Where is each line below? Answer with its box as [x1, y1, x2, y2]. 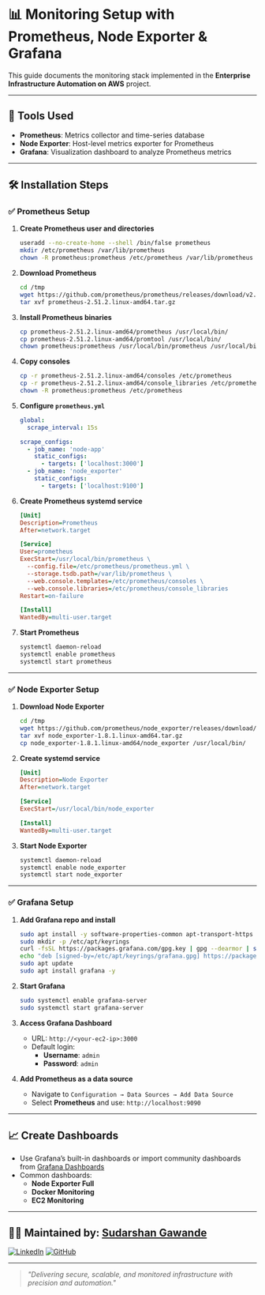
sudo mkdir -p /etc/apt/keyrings [19, 937, 130, 946]
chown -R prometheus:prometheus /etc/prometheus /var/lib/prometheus [19, 254, 254, 262]
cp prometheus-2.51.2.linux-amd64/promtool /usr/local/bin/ [19, 335, 222, 343]
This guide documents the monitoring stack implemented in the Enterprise [8, 70, 251, 80]
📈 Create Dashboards [8, 1129, 119, 1143]
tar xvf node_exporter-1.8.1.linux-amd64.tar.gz [19, 732, 183, 740]
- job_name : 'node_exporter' [27, 467, 123, 476]
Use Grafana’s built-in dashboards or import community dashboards [19, 1154, 241, 1163]
